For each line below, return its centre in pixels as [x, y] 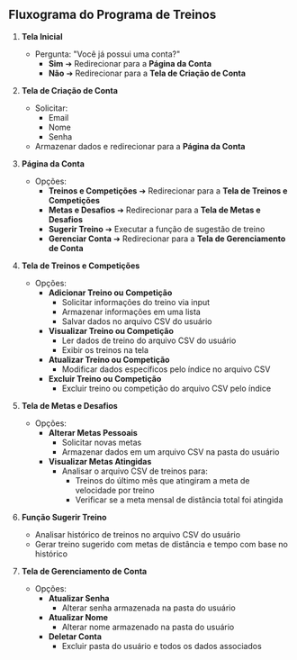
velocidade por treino [115, 490]
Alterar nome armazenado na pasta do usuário [148, 627]
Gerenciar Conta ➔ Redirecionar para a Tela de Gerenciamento [167, 239]
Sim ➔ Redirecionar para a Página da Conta [130, 63]
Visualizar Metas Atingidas [100, 461]
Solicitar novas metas [102, 442]
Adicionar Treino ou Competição [110, 293]
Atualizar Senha [79, 598]
